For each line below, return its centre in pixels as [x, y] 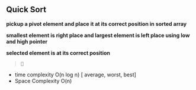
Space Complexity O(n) [43, 81]
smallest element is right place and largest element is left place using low [98, 35]
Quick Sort [26, 10]
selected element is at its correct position [58, 53]
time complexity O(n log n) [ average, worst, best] [75, 74]
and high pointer [27, 41]
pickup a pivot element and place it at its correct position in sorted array [97, 24]
